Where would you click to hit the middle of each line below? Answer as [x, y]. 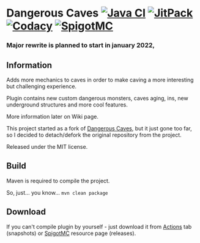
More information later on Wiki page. [53, 116]
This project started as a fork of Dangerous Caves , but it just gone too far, [99, 128]
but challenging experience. [42, 86]
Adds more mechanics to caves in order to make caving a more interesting [100, 80]
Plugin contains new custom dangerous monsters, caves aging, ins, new [97, 98]
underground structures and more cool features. [67, 105]
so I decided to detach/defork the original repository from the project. [94, 135]
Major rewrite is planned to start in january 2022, [80, 45]
